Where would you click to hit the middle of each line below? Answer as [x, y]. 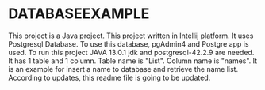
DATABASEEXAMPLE [79, 14]
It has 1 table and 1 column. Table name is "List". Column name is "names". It [133, 61]
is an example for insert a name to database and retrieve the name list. [123, 69]
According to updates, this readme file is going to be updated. [109, 77]
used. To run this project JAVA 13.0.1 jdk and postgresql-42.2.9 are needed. [131, 52]
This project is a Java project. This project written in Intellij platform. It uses [131, 36]
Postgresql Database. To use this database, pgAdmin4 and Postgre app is [129, 43]
